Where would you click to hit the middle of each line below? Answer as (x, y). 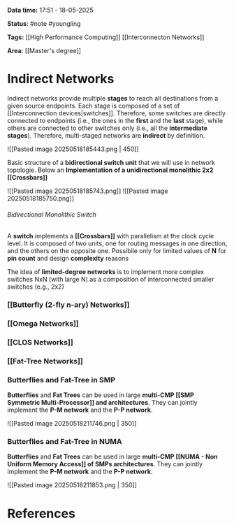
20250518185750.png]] (41, 198)
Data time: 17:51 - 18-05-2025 (51, 10)
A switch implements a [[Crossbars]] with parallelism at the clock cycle (111, 236)
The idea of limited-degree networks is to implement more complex (106, 272)
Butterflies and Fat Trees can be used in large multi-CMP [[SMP (101, 395)
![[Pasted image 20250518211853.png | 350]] (72, 485)
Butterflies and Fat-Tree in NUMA (65, 442)
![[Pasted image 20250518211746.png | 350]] (72, 424)
